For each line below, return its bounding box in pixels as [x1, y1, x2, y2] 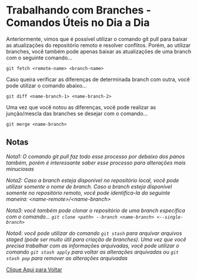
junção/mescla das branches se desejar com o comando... [6, 110, 148, 117]
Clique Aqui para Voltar [6, 265, 63, 273]
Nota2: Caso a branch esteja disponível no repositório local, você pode [6, 177, 179, 184]
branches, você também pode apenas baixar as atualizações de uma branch [6, 48, 192, 55]
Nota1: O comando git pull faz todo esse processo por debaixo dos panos [6, 153, 185, 160]
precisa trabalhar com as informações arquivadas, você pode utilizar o [6, 242, 179, 249]
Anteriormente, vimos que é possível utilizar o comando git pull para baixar [6, 35, 188, 42]
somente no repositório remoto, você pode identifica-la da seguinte [6, 189, 171, 196]
